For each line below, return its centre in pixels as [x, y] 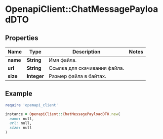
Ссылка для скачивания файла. [86, 68]
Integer [35, 76]
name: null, [22, 119]
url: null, [21, 123]
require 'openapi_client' [32, 105]
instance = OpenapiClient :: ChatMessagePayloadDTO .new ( [63, 114]
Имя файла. [63, 60]
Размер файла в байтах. [78, 76]
